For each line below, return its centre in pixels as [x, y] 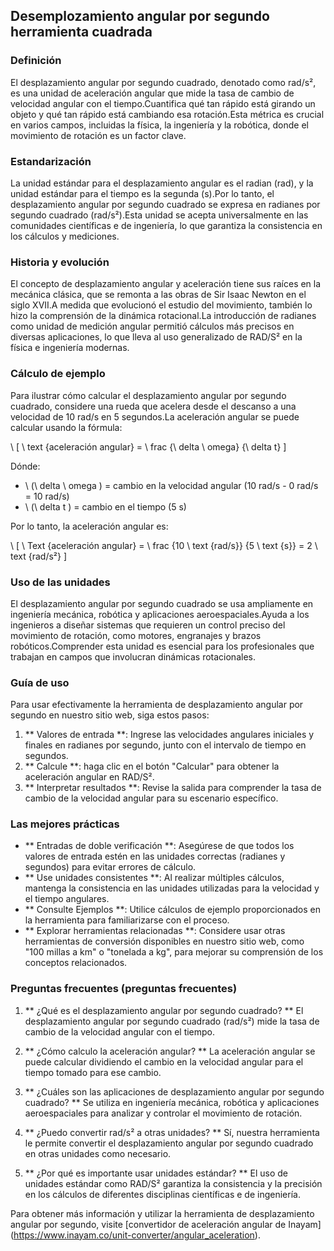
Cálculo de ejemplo [58, 374]
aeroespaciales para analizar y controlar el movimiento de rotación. [163, 1113]
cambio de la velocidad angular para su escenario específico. [151, 798]
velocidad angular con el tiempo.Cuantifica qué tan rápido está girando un [163, 103]
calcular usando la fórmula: [66, 427]
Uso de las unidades [60, 582]
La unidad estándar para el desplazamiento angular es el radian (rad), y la [162, 183]
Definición [36, 61]
